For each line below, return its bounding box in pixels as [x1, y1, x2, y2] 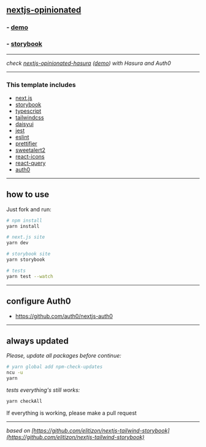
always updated [6, 336, 69, 346]
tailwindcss [15, 113, 44, 121]
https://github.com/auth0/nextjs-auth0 [15, 312, 113, 320]
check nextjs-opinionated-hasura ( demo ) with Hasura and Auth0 [6, 59, 171, 67]
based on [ [6, 427, 34, 434]
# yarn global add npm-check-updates [6, 364, 103, 370]
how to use [6, 189, 50, 200]
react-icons [15, 152, 45, 160]
